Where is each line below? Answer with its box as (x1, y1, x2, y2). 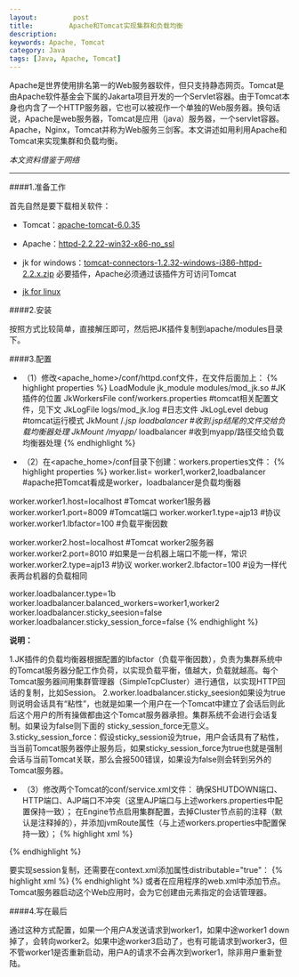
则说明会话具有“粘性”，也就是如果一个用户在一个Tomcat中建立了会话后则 (9, 698, 278, 708)
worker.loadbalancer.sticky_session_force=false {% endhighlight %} (9, 617, 259, 627)
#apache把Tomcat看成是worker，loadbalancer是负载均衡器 (21, 477, 242, 488)
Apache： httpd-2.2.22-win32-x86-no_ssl (21, 238, 175, 249)
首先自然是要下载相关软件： (9, 201, 111, 211)
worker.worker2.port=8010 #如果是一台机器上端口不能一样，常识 (9, 548, 247, 559)
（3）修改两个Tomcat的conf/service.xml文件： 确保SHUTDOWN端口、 (21, 784, 282, 795)
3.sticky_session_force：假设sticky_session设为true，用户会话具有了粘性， (9, 731, 284, 742)
